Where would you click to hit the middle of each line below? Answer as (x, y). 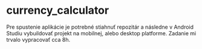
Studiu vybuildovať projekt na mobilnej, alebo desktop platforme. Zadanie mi (101, 33)
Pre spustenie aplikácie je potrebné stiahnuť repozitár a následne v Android (100, 27)
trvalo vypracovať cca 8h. (38, 39)
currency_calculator (58, 10)
